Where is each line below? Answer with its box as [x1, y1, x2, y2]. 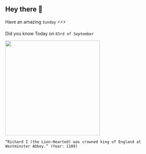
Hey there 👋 [5, 5, 43, 14]
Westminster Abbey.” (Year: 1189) [5, 143, 78, 149]
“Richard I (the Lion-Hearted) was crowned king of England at [5, 139, 141, 144]
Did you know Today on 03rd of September [5, 30, 94, 36]
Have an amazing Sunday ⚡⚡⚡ [5, 19, 66, 25]
